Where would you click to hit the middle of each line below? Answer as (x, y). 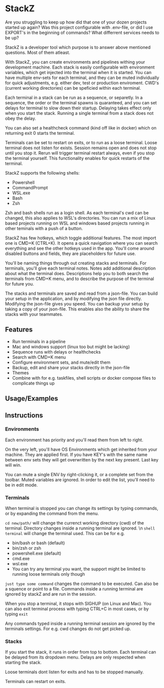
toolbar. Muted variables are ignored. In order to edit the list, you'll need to (80, 480)
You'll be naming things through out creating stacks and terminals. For (76, 263)
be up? (12, 38)
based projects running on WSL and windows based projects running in (77, 223)
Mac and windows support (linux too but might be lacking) (71, 347)
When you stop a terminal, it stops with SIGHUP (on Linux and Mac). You (78, 604)
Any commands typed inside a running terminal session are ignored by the (80, 624)
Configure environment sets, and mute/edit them (61, 362)
